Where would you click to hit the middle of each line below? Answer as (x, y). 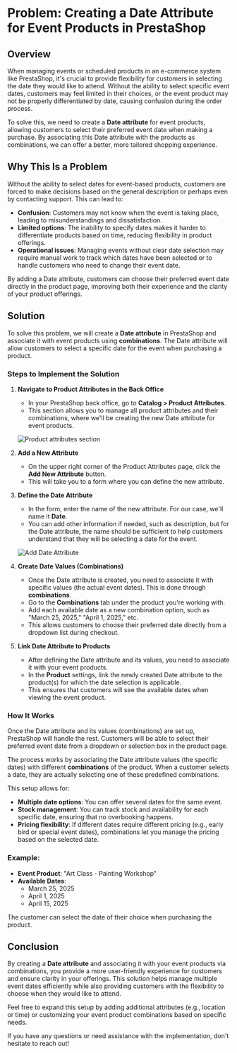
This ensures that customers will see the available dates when (118, 689)
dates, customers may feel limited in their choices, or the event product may (118, 94)
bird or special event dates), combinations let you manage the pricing (119, 832)
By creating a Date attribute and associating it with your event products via (117, 964)
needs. (17, 1023)
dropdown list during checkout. (73, 632)
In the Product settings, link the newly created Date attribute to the (125, 674)
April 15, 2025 (48, 903)
